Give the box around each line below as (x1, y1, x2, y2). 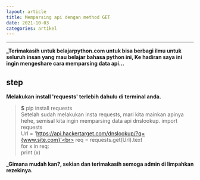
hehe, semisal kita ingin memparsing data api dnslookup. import (20, 117, 178, 125)
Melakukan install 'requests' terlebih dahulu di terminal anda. (6, 93, 162, 100)
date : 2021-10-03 (6, 20, 49, 26)
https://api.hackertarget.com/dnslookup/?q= (36, 130, 145, 137)
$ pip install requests (20, 105, 73, 112)
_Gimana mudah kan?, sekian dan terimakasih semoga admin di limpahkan (6, 160, 194, 167)
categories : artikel (6, 25, 58, 32)
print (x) (20, 149, 40, 156)
